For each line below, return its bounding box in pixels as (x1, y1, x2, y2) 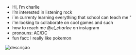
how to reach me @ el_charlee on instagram (12, 25, 100, 31)
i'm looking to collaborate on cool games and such (12, 19, 113, 25)
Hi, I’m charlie (12, 4, 40, 10)
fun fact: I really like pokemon (12, 35, 72, 41)
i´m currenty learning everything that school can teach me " (12, 15, 132, 20)
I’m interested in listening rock (12, 9, 73, 15)
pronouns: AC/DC (12, 30, 48, 36)
